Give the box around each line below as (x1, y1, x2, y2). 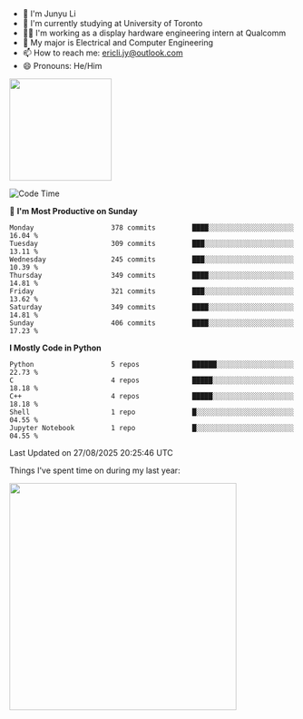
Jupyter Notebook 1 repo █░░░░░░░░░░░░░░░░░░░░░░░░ (9, 423, 295, 432)
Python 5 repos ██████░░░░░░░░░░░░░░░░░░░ (9, 359, 295, 369)
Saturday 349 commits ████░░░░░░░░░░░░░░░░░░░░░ (9, 302, 295, 311)
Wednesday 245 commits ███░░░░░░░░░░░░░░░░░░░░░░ (9, 254, 295, 264)
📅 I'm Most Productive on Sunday (9, 205, 138, 216)
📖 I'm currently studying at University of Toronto (22, 17, 203, 28)
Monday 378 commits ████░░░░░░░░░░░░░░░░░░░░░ (9, 222, 295, 232)
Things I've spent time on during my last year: (9, 465, 181, 476)
